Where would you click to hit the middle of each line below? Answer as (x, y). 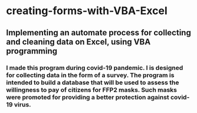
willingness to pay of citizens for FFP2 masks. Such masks (91, 89)
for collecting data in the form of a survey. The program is (90, 75)
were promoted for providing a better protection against (88, 97)
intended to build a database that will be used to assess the (93, 82)
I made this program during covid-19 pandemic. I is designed (95, 68)
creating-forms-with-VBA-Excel (87, 11)
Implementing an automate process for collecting (99, 33)
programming (32, 51)
